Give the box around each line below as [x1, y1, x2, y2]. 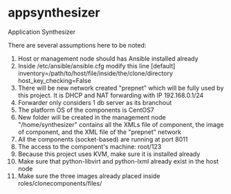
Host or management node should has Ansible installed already [17, 54, 199, 63]
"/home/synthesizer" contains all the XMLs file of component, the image [17, 120, 224, 128]
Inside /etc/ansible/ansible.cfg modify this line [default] [17, 61, 176, 70]
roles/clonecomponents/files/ [17, 179, 102, 187]
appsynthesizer [8, 5, 100, 21]
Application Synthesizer [8, 28, 76, 36]
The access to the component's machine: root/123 [17, 142, 162, 151]
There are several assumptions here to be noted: [8, 41, 147, 49]
